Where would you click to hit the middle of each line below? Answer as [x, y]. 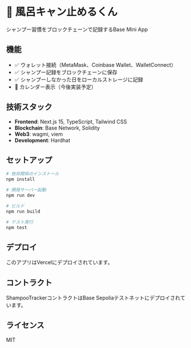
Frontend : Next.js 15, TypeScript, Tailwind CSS [71, 121]
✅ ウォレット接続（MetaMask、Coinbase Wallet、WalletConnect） [95, 64]
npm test [17, 227]
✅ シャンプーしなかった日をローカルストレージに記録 [79, 79]
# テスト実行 [20, 222]
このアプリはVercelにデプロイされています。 [59, 262]
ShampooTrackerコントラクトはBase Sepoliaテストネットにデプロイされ [93, 298]
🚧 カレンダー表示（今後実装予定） [55, 87]
